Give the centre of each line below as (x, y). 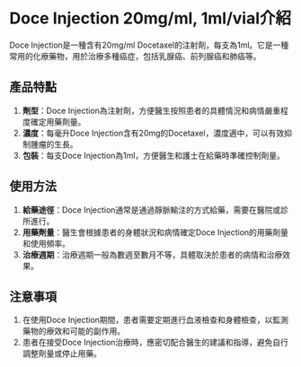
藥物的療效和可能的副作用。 (74, 331)
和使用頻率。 (46, 243)
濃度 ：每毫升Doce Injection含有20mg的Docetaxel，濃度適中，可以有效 (153, 133)
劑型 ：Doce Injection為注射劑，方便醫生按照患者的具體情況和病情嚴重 (151, 110)
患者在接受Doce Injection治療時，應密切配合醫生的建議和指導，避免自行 (155, 343)
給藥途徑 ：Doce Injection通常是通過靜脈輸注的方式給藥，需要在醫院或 (151, 210)
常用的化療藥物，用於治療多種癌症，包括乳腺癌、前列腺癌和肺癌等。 (135, 56)
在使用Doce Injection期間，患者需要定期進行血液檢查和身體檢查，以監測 (155, 320)
